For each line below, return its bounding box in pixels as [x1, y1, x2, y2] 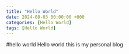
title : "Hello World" [6, 8, 59, 15]
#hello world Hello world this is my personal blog [6, 41, 124, 48]
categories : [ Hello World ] [6, 19, 72, 25]
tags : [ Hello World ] [6, 25, 57, 31]
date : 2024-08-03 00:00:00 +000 [6, 14, 85, 20]
